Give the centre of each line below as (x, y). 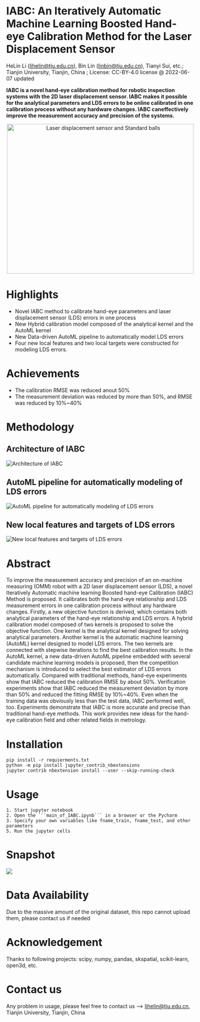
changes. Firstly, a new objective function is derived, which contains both (96, 612)
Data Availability (48, 895)
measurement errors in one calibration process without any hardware (91, 605)
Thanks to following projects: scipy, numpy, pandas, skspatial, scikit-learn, (98, 959)
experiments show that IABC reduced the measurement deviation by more (97, 688)
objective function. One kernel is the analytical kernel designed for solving (98, 631)
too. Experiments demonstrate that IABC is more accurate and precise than (99, 707)
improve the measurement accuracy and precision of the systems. (90, 116)
